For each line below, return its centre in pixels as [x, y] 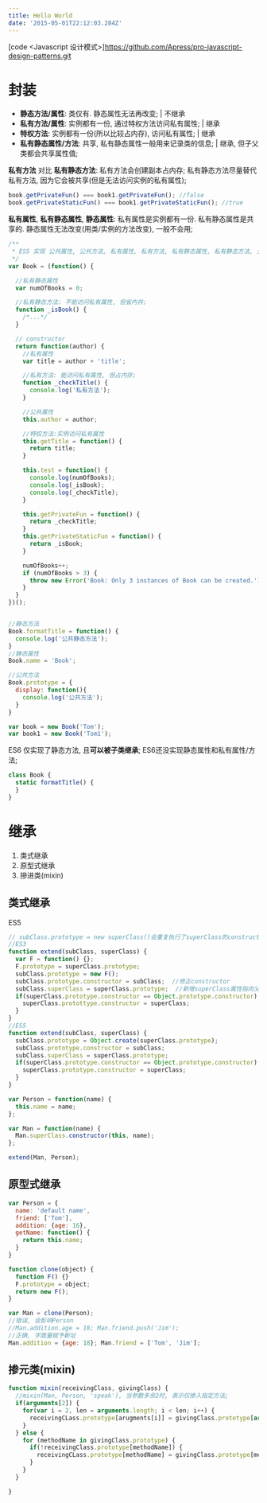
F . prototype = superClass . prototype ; [78, 967]
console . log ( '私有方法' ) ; [70, 391]
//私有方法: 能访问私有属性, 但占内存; [79, 376]
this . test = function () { [66, 470]
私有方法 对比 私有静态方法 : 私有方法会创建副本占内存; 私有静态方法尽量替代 [133, 170]
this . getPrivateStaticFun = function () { [92, 537]
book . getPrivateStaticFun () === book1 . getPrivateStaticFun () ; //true [126, 203]
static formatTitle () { [54, 783]
